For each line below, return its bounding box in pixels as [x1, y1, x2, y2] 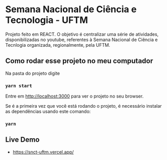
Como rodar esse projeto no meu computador [5, 57, 153, 66]
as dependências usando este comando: [5, 108, 91, 115]
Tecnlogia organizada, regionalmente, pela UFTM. [5, 42, 111, 48]
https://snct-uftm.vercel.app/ [12, 149, 74, 155]
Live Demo [5, 136, 40, 144]
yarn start [5, 83, 32, 88]
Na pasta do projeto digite [5, 70, 60, 76]
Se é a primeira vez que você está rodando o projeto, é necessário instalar [5, 103, 162, 109]
